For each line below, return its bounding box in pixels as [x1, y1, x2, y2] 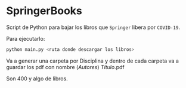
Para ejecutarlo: [6, 35, 45, 42]
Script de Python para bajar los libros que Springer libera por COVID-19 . [6, 24, 181, 31]
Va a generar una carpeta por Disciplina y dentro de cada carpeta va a [6, 57, 179, 64]
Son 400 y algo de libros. [6, 75, 69, 82]
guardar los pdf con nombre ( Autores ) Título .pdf [6, 63, 125, 70]
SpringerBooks [6, 4, 82, 18]
